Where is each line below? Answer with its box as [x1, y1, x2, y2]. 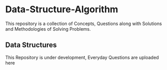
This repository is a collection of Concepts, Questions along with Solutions [5, 20, 162, 27]
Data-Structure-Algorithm [5, 4, 118, 15]
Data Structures [5, 41, 57, 50]
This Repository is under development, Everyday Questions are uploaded [5, 54, 159, 60]
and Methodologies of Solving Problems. [5, 26, 91, 32]
